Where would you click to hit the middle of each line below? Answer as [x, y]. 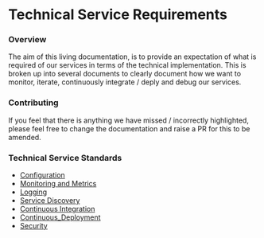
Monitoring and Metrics [58, 184]
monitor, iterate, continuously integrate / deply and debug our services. [125, 82]
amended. [25, 137]
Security [33, 226]
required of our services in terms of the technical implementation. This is [127, 65]
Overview [27, 40]
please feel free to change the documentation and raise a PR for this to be [129, 128]
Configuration [42, 175]
